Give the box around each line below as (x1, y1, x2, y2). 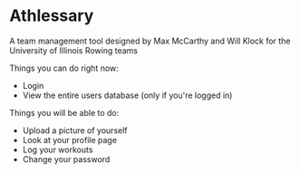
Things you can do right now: (9, 63, 120, 73)
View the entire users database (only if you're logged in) (22, 90, 233, 101)
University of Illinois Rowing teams (9, 44, 139, 55)
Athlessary (9, 5, 94, 26)
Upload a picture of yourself (22, 124, 129, 136)
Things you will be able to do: (9, 107, 120, 118)
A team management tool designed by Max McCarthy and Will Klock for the (9, 35, 291, 46)
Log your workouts (22, 144, 93, 155)
